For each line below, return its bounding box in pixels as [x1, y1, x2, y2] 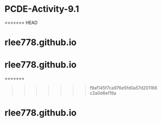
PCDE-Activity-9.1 [4, 3, 79, 15]
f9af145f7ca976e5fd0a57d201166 [90, 85, 158, 91]
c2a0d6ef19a [90, 90, 116, 96]
